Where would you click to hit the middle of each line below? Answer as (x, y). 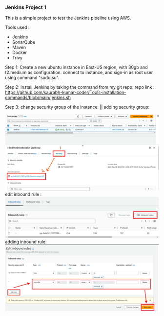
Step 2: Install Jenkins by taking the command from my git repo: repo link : (80, 87)
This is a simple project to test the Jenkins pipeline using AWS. (68, 18)
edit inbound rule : (23, 194)
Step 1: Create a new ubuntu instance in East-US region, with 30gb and (76, 67)
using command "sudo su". (32, 78)
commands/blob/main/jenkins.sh (38, 97)
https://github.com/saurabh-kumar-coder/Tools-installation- (66, 93)
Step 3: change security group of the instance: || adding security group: (77, 107)
